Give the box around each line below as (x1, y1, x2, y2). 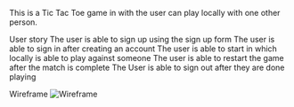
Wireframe (9, 88, 49, 99)
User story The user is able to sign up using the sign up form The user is (9, 34, 275, 44)
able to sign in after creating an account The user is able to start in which (9, 43, 278, 54)
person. (9, 17, 38, 27)
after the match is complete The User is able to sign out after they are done (9, 62, 285, 73)
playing (9, 72, 37, 82)
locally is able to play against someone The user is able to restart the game (9, 53, 284, 63)
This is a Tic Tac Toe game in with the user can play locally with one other (9, 8, 281, 18)
